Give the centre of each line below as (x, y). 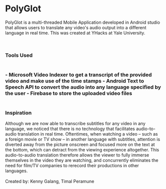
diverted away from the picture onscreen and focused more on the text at (80, 144)
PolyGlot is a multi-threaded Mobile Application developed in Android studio (83, 22)
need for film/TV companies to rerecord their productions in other (72, 166)
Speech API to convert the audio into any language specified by (83, 87)
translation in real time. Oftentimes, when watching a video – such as (88, 134)
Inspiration (19, 113)
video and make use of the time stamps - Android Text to (75, 81)
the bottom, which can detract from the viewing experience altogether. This (82, 150)
